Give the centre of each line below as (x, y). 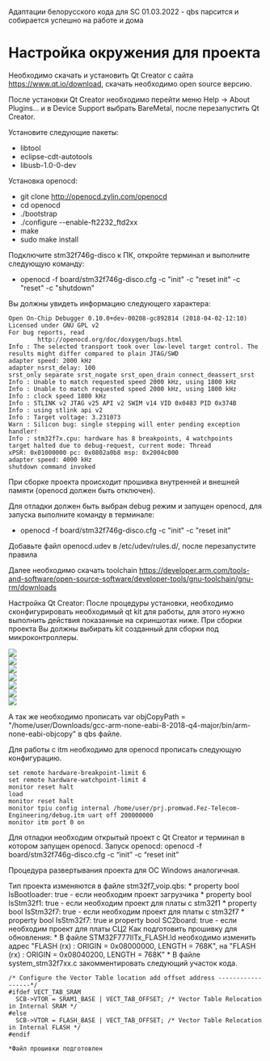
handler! (23, 432)
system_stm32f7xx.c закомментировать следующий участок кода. (123, 963)
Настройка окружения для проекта (135, 53)
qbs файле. (103, 734)
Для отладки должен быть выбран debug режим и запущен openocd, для (135, 506)
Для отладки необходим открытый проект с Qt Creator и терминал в (127, 837)
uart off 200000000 (120, 815)
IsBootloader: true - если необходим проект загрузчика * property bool (130, 894)
